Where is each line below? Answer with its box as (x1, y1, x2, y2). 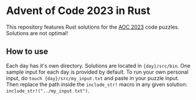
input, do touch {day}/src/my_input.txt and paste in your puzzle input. (6, 74, 180, 81)
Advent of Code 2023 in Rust (6, 4, 151, 18)
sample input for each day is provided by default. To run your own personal (6, 68, 189, 75)
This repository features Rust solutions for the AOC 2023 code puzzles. (6, 23, 180, 30)
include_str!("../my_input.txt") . (6, 87, 89, 94)
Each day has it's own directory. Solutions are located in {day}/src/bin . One (6, 62, 191, 69)
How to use (6, 47, 48, 57)
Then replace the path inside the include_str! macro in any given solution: (6, 81, 187, 88)
